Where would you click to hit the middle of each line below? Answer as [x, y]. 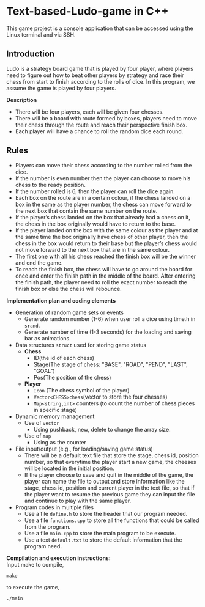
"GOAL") [44, 370]
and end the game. [39, 263]
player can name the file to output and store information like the [104, 481]
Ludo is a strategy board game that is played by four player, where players [100, 68]
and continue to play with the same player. [78, 501]
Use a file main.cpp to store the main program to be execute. [100, 533]
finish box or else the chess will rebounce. [69, 289]
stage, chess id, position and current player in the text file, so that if [109, 488]
